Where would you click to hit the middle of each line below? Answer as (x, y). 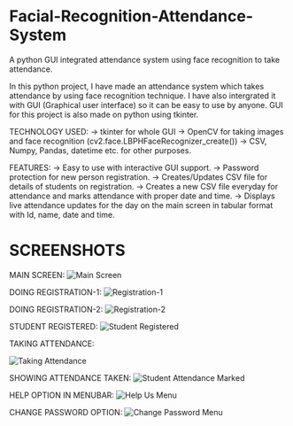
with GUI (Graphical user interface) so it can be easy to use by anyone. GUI (146, 105)
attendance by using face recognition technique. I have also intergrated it (143, 96)
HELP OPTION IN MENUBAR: (62, 395)
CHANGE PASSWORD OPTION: (66, 412)
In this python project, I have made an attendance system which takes (137, 86)
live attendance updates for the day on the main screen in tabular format (141, 205)
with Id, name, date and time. (62, 214)
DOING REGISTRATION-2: (56, 309)
